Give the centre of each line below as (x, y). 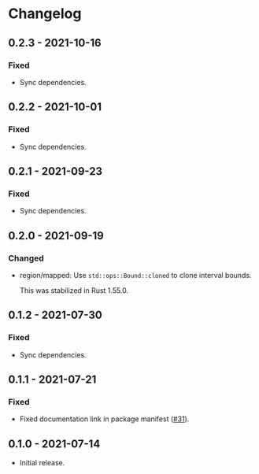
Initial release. (42, 463)
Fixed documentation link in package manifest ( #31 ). (104, 419)
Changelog (45, 14)
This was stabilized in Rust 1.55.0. (74, 290)
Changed (26, 258)
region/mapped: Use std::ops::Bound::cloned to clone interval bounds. (135, 275)
